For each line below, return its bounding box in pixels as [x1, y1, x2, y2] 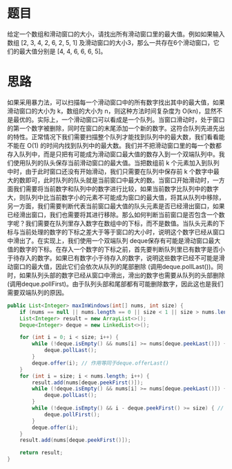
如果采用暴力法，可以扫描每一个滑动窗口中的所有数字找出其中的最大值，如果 [7, 98, 225, 107]
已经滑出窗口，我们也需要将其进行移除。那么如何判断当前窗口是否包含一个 [7, 210, 219, 219]
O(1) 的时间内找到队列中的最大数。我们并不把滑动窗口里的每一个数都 [26, 141, 222, 149]
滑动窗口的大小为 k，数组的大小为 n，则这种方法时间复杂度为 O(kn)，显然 [7, 107, 217, 115]
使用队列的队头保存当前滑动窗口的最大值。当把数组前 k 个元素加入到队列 [12, 158, 220, 167]
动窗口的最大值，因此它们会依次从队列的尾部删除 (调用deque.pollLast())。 [7, 262, 217, 270]
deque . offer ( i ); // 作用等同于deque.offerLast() [32, 360, 169, 367]
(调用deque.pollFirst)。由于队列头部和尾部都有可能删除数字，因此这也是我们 [7, 279, 224, 288]
